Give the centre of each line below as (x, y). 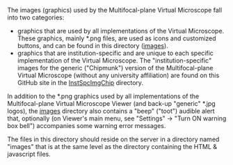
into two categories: (36, 17)
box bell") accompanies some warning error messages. (87, 126)
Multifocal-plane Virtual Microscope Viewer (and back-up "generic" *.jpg (111, 103)
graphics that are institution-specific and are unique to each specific (115, 53)
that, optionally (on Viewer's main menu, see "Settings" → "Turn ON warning (117, 118)
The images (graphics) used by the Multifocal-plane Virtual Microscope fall (115, 10)
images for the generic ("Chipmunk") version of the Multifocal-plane (115, 68)
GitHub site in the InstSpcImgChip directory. (80, 82)
